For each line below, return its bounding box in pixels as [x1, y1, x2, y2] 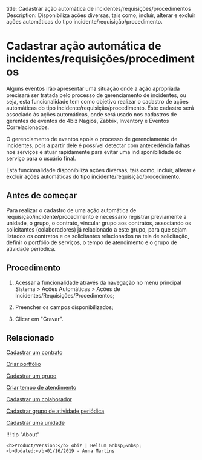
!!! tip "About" [6, 431, 40, 438]
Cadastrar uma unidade [6, 419, 65, 427]
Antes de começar [6, 190, 77, 201]
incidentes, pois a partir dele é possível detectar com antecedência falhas [6, 142, 191, 149]
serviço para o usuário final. [6, 155, 76, 162]
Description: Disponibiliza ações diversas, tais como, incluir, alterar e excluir [6, 12, 196, 19]
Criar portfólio [6, 361, 41, 368]
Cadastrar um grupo [6, 372, 57, 379]
